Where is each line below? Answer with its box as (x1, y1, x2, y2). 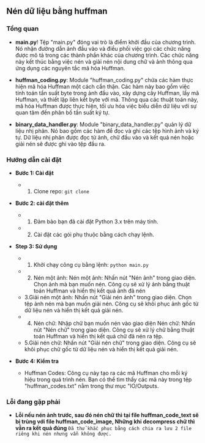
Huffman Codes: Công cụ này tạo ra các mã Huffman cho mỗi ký (24, 369, 188, 376)
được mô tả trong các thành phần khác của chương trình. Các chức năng (15, 51, 199, 59)
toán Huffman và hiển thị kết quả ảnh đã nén (33, 287, 146, 294)
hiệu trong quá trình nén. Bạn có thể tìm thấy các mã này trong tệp (24, 376, 192, 383)
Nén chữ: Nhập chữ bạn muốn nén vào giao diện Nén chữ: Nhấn (33, 319, 196, 327)
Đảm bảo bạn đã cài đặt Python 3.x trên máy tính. (33, 218, 158, 225)
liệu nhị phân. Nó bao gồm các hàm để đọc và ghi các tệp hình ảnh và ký (15, 127, 199, 135)
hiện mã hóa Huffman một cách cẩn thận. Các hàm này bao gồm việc (15, 83, 190, 90)
